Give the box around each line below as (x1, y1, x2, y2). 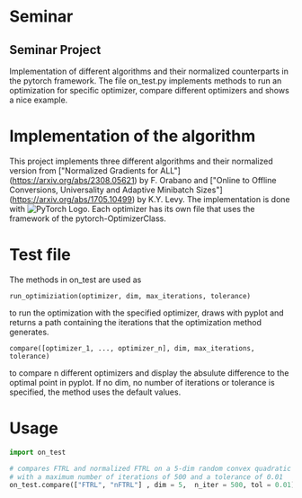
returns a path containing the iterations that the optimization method (9, 316, 262, 327)
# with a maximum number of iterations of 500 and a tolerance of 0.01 (9, 472, 283, 482)
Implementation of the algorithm (9, 126, 256, 147)
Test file (9, 245, 71, 265)
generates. (9, 326, 49, 337)
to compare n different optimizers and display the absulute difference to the (9, 367, 289, 378)
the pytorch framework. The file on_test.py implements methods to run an (9, 76, 282, 86)
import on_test (9, 448, 67, 457)
